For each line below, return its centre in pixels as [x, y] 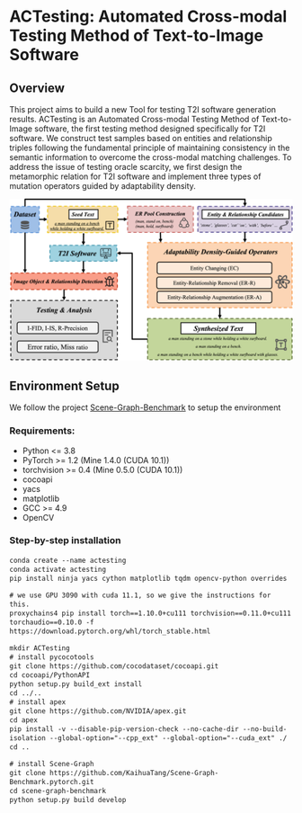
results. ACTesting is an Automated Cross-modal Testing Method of [134, 119]
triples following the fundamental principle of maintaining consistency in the [150, 147]
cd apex [24, 720]
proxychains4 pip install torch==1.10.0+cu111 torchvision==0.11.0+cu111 [151, 613]
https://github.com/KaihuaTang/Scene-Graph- [134, 773]
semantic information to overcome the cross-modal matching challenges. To [151, 157]
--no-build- [265, 729]
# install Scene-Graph [52, 764]
